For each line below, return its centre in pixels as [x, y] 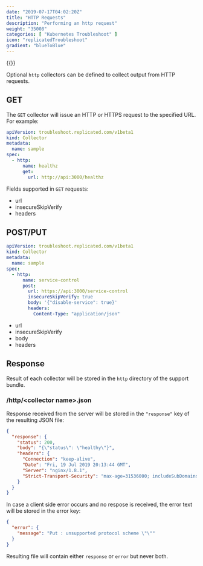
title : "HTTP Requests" [36, 18]
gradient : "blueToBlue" [36, 46]
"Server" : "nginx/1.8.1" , [55, 470]
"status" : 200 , [36, 443]
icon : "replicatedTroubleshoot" [47, 40]
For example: [23, 121]
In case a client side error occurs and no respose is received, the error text [99, 505]
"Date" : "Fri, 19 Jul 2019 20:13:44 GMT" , [76, 465]
